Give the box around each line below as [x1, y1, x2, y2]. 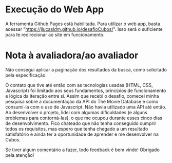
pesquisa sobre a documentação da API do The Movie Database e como [5, 98, 159, 104]
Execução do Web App [5, 4, 104, 15]
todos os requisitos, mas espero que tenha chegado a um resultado [5, 125, 148, 132]
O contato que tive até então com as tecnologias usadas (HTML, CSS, [5, 82, 153, 88]
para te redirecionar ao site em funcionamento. [5, 31, 105, 38]
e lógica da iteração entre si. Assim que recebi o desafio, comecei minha [5, 93, 159, 99]
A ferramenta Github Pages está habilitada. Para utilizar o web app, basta [5, 21, 160, 27]
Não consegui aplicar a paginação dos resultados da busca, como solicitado [5, 66, 167, 73]
